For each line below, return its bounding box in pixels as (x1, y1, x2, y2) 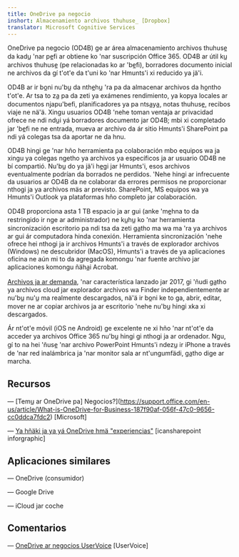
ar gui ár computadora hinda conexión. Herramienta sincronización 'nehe (7, 232, 223, 241)
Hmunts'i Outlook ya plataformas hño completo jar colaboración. (7, 193, 198, 201)
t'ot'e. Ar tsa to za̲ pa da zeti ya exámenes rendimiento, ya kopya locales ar (7, 91, 228, 100)
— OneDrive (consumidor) (7, 474, 84, 482)
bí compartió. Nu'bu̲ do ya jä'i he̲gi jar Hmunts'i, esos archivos (7, 162, 190, 171)
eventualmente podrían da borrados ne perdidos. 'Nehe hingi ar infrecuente (7, 170, 230, 179)
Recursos (7, 378, 51, 390)
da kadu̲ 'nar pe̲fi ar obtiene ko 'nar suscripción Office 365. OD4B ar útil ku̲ (7, 52, 228, 61)
